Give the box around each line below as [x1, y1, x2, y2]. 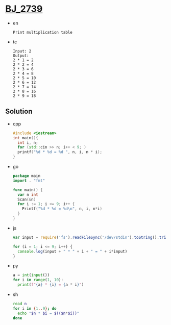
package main [12, 173, 41, 179]
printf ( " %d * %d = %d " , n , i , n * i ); [17, 149, 103, 155]
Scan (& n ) [17, 197, 36, 202]
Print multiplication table [12, 30, 72, 35]
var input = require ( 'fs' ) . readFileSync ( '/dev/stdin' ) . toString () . [12, 235, 160, 240]
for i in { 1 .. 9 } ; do [12, 306, 57, 311]
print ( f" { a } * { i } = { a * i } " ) [17, 282, 84, 287]
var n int [17, 192, 38, 197]
